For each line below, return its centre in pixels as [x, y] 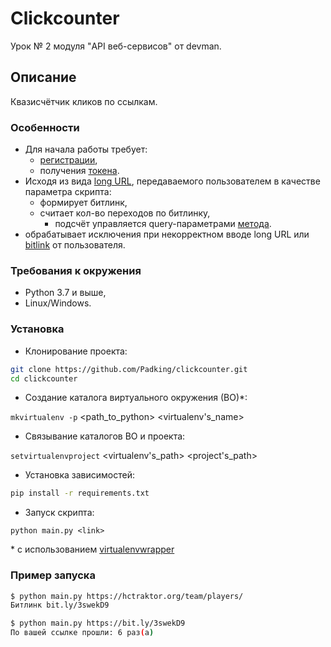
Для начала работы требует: [86, 149]
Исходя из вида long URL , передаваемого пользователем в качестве [172, 181]
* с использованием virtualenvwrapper [92, 549]
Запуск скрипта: [59, 513]
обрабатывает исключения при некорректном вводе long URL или [167, 234]
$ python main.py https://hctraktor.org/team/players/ [127, 596]
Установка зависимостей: [80, 475]
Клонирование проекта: [76, 351]
